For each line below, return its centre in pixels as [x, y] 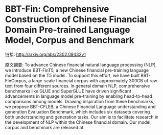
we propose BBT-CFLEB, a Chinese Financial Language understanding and [80, 107]
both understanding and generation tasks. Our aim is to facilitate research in [82, 117]
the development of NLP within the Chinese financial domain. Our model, [78, 122]
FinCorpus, [16, 80]
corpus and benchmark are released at [44, 127]
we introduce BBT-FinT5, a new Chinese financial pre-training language [77, 70]
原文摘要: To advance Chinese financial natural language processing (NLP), [81, 65]
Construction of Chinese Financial [76, 19]
